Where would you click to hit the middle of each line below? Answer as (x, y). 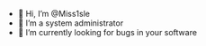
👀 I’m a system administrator (71, 23)
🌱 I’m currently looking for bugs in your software (107, 32)
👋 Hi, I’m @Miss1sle (54, 14)
